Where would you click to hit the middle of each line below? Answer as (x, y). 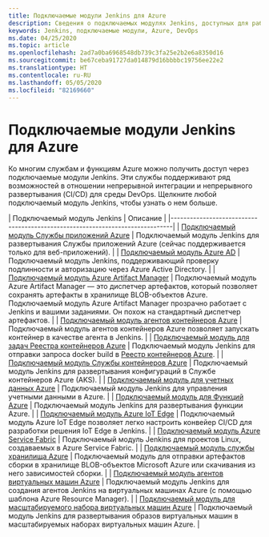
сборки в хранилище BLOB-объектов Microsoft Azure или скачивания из (132, 465)
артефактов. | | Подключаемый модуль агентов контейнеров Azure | (125, 320)
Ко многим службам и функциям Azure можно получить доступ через (129, 169)
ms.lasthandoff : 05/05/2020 (55, 82)
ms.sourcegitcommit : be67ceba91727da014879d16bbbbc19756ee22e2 (116, 61)
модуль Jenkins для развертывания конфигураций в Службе (112, 371)
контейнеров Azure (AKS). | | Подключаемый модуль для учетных (121, 380)
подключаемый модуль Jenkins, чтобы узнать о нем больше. (113, 203)
